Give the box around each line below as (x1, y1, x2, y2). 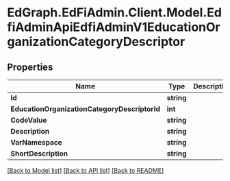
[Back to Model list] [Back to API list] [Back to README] (7, 167, 164, 174)
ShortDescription (10, 149, 68, 158)
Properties (7, 61, 53, 73)
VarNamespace (10, 138, 63, 147)
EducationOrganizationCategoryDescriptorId (10, 104, 161, 114)
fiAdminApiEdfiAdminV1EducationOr (7, 19, 220, 35)
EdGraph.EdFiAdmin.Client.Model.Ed (7, 5, 222, 21)
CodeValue (10, 115, 47, 125)
